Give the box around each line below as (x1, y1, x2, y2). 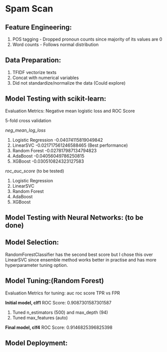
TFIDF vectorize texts (12, 69, 57, 75)
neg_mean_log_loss (5, 127, 46, 133)
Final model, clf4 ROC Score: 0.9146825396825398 (5, 324, 113, 330)
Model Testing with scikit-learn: (5, 95, 106, 103)
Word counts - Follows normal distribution (12, 42, 99, 48)
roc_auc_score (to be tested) (5, 168, 64, 174)
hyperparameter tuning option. (5, 262, 68, 268)
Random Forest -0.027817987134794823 (12, 147, 97, 153)
